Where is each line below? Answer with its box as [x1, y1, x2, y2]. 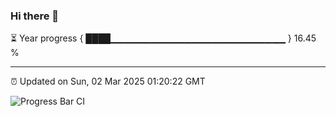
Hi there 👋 [10, 9, 60, 23]
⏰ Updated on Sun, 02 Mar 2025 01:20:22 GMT [10, 75, 206, 88]
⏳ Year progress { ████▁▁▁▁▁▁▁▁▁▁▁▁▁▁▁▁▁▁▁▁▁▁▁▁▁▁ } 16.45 [10, 32, 317, 44]
